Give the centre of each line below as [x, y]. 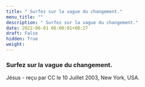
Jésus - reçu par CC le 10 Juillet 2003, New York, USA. [73, 78]
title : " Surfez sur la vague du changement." [64, 11]
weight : [16, 45]
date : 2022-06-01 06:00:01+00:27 [47, 28]
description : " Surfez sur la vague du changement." [72, 22]
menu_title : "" [25, 17]
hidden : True [22, 39]
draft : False [22, 34]
